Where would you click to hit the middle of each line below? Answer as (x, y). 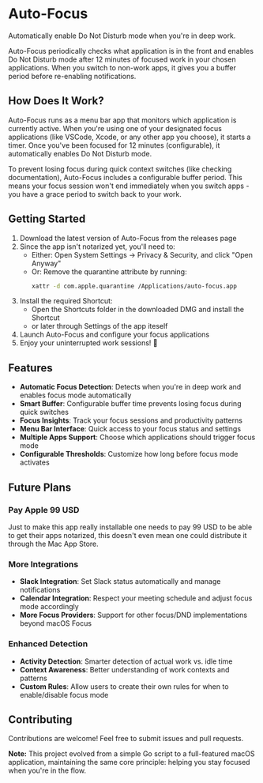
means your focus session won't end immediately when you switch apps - (129, 186)
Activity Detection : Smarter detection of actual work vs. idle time (126, 661)
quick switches (44, 412)
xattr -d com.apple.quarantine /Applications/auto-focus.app (134, 286)
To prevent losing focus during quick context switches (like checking (120, 169)
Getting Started (47, 219)
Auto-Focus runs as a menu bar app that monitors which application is (122, 120)
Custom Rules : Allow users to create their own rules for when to (124, 686)
